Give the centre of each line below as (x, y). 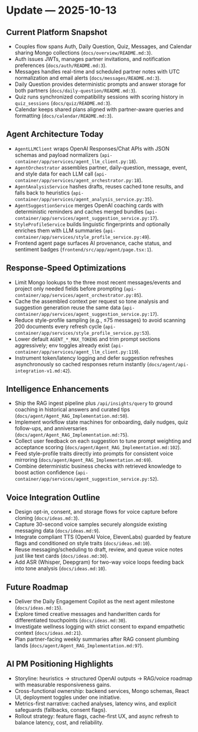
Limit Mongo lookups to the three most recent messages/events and (98, 282)
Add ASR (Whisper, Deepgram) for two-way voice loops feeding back (99, 562)
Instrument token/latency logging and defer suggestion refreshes (94, 358)
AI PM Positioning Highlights (60, 664)
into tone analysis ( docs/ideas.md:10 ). (61, 568)
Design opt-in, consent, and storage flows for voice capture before (96, 512)
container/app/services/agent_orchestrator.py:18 (77, 180)
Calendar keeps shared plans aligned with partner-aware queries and (99, 109)
